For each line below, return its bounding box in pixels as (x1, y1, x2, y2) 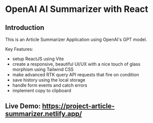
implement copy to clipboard (12, 88, 71, 93)
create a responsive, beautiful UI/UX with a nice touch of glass (12, 61, 141, 67)
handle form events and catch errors (12, 82, 87, 88)
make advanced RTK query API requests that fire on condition (12, 72, 139, 78)
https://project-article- (42, 102, 115, 111)
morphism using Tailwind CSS (12, 66, 74, 72)
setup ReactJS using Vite (12, 56, 64, 62)
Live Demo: (5, 102, 41, 111)
